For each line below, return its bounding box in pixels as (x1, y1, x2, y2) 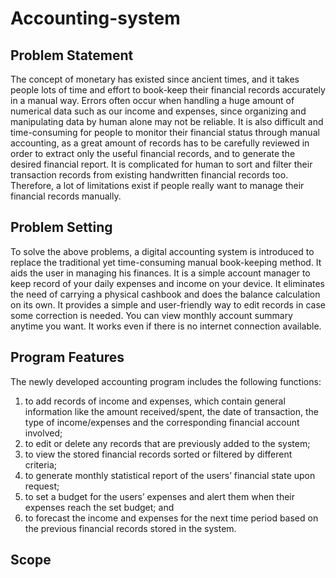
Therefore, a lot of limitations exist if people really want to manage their (10, 180, 305, 191)
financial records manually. (10, 190, 122, 202)
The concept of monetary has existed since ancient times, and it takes (10, 73, 300, 85)
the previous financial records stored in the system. (24, 522, 237, 534)
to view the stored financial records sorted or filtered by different (24, 448, 293, 460)
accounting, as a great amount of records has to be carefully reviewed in (10, 137, 310, 149)
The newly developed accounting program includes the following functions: (10, 375, 322, 387)
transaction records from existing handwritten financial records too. (10, 169, 289, 181)
